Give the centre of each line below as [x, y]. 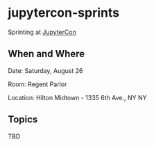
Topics [23, 120]
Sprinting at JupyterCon [42, 32]
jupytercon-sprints [64, 13]
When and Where [46, 54]
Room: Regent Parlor [37, 84]
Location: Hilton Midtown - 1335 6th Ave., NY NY [78, 97]
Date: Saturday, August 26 [45, 70]
